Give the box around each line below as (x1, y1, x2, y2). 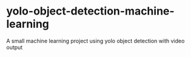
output (6, 44, 23, 51)
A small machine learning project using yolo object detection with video (6, 37, 185, 44)
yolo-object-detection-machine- (6, 4, 175, 18)
